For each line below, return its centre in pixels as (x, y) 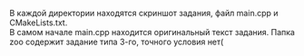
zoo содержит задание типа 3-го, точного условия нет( (117, 42)
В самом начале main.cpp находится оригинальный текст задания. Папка (152, 32)
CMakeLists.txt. (39, 23)
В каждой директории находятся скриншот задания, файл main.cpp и (144, 13)
